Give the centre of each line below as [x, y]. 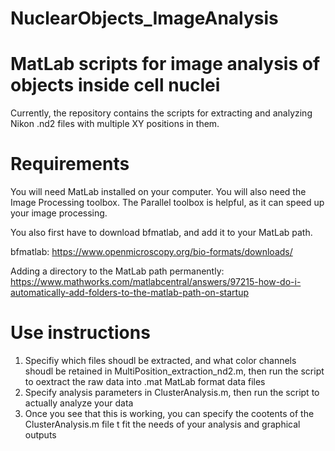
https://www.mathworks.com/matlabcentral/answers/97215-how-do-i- [156, 282]
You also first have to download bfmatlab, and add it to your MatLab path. [161, 233]
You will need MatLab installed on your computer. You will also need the [158, 192]
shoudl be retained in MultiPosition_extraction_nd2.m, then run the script [174, 371]
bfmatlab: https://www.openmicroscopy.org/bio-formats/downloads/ [151, 252]
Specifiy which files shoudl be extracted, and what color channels [160, 360]
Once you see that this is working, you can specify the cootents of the [169, 413]
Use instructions [80, 333]
